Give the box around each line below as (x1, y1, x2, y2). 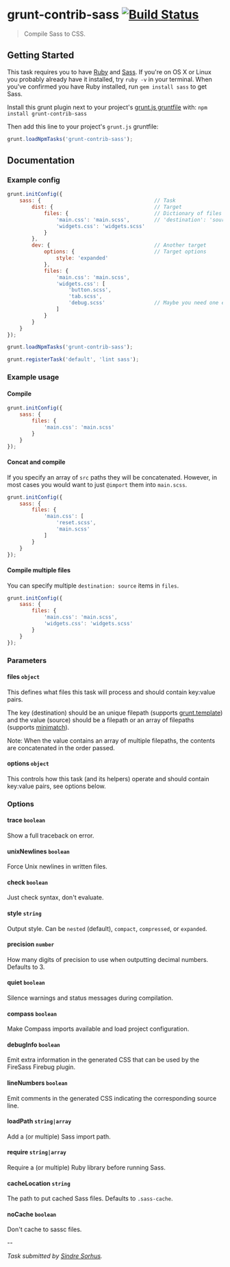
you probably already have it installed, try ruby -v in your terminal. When (7, 75, 212, 83)
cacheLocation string (7, 1179, 71, 1187)
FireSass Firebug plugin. (7, 1063, 76, 1071)
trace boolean (7, 816, 46, 825)
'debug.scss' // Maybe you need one (68, 300, 219, 306)
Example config (7, 175, 60, 185)
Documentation (7, 155, 75, 166)
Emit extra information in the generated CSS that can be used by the (7, 1055, 200, 1064)
